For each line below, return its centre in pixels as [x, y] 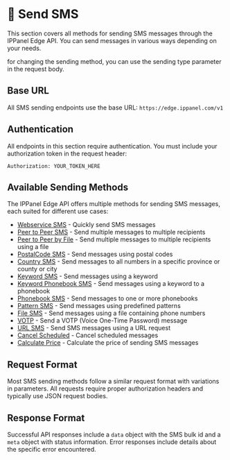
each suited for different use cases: [58, 212]
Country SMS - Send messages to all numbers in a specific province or [118, 262]
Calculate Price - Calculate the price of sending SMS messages [108, 343]
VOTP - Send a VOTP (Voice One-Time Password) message [102, 321]
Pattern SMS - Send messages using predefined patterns [99, 306]
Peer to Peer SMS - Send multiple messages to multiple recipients [111, 232]
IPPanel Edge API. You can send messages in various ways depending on [112, 40]
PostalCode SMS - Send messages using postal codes [95, 254]
